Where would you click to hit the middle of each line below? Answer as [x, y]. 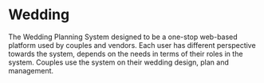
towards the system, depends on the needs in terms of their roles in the [126, 53]
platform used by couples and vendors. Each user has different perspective [132, 45]
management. [31, 70]
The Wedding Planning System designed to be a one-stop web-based [123, 37]
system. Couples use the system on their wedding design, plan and [119, 62]
